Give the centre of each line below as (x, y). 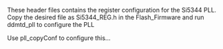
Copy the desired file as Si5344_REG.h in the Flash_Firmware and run (106, 17)
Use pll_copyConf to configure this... (59, 38)
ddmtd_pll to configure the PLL (51, 24)
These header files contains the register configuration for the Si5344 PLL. (112, 10)
